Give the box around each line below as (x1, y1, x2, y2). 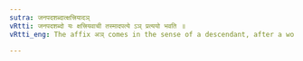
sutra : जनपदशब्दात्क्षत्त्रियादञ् (9, 13, 90, 22)
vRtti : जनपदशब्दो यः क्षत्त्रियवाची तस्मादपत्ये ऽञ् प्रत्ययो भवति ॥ (9, 22, 185, 30)
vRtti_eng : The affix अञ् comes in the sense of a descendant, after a (9, 30, 282, 39)
